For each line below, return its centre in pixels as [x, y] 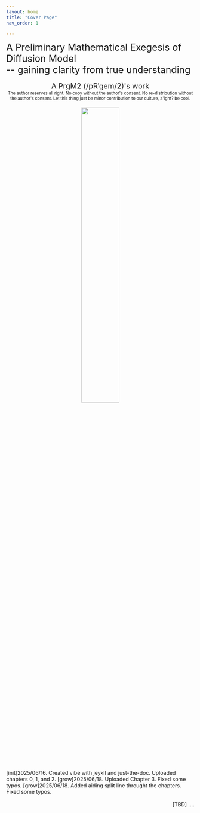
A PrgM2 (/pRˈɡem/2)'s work [100, 86]
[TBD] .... [183, 805]
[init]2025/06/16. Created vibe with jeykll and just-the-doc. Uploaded [91, 773]
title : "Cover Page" [32, 17]
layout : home [22, 12]
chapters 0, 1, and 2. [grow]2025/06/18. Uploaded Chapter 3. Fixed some [96, 779]
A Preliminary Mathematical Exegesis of [94, 48]
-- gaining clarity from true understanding [99, 70]
